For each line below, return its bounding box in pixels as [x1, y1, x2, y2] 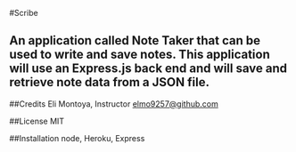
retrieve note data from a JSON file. [9, 75, 210, 90]
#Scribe [9, 8, 38, 18]
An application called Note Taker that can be [9, 33, 261, 48]
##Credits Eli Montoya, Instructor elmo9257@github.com [9, 98, 218, 109]
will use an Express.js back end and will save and [9, 61, 288, 76]
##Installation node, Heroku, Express [9, 132, 145, 143]
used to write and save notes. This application [9, 47, 270, 62]
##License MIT [9, 116, 65, 126]
